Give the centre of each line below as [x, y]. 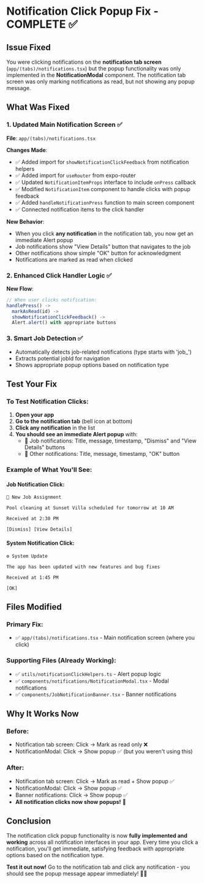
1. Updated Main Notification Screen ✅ [64, 125]
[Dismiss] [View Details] [39, 529]
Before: [18, 731]
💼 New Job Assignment [34, 498]
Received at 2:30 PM [33, 519]
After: [15, 768]
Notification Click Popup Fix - [83, 11]
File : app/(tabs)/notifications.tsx [51, 138]
